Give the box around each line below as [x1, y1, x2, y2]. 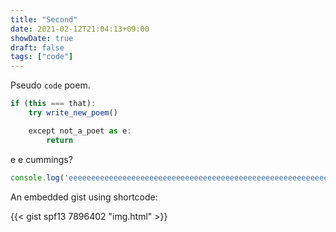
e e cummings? [10, 153, 73, 165]
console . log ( [10, 172, 65, 183]
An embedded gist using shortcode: [10, 191, 158, 203]
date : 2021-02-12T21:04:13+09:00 [10, 24, 150, 34]
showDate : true [10, 33, 74, 43]
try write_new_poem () [28, 108, 118, 118]
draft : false [10, 42, 65, 53]
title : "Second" [10, 14, 78, 25]
